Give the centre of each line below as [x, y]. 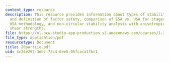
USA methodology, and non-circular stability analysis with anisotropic [88, 24]
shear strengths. [28, 28]
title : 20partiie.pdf [28, 47]
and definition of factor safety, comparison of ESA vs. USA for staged [88, 19]
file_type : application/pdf [35, 38]
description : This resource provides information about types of [75, 14]
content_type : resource [30, 10]
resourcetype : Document [30, 42]
